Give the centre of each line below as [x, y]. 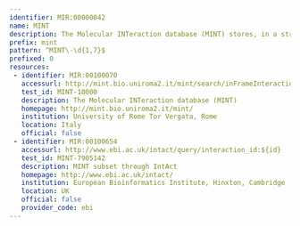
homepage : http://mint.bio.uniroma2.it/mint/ [107, 109]
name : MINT [29, 26]
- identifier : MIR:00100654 [65, 141]
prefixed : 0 [31, 59]
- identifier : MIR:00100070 [65, 76]
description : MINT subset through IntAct [99, 166]
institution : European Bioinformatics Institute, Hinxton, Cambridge [153, 183]
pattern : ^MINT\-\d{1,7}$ [57, 51]
